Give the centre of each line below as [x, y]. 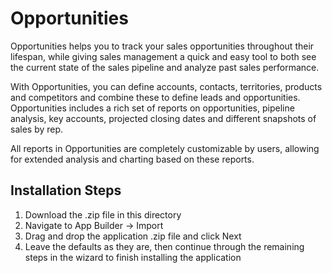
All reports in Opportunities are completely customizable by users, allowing [165, 148]
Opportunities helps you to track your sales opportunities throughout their [162, 46]
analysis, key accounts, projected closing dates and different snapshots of [163, 118]
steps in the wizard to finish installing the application [133, 257]
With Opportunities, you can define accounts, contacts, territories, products [166, 86]
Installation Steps [66, 190]
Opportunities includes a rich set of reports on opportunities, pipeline [152, 108]
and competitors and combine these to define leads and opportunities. [155, 97]
